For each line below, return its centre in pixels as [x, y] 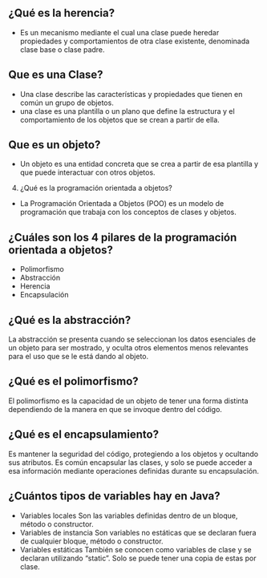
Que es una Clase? [56, 75]
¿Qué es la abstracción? [70, 320]
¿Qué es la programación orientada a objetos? [96, 188]
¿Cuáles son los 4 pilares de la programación [123, 237]
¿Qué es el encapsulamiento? [83, 435]
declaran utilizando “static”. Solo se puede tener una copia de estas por [138, 558]
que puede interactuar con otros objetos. [87, 172]
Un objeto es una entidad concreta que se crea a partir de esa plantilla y [139, 164]
